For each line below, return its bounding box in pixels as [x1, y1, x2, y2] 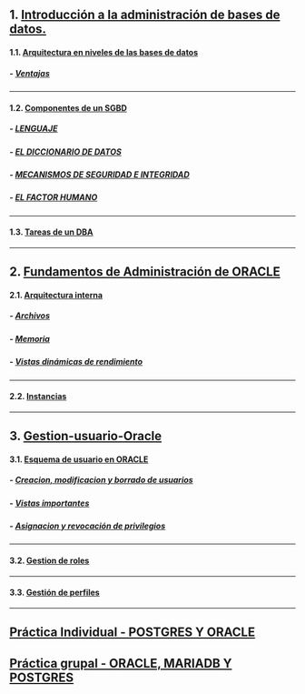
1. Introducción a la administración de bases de [9, 7, 280, 23]
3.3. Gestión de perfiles [9, 587, 100, 598]
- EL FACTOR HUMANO [9, 192, 98, 203]
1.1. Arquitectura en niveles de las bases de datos [9, 46, 199, 57]
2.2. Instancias [9, 391, 67, 402]
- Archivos [9, 310, 51, 321]
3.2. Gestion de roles [9, 555, 90, 567]
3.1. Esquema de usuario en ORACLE [9, 454, 149, 465]
